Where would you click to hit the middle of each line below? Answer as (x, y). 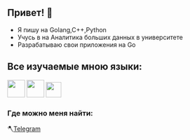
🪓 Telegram (24, 128)
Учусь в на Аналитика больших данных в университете (100, 37)
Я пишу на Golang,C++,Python (62, 29)
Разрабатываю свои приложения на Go (76, 44)
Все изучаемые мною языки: (75, 67)
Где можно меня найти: (50, 113)
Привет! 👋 (30, 13)
